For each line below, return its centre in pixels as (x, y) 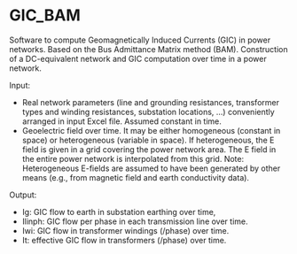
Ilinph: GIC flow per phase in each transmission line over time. (135, 221)
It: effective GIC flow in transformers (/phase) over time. (124, 240)
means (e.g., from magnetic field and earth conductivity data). (136, 177)
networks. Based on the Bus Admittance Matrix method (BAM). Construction (148, 49)
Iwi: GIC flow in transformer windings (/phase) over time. (125, 230)
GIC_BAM (45, 15)
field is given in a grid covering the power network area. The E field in (149, 149)
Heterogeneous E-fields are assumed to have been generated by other (151, 168)
